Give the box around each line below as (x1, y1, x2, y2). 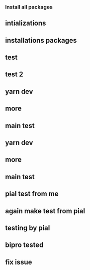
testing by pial (5, 224, 50, 232)
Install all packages (5, 4, 53, 11)
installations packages (5, 36, 77, 45)
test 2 (5, 70, 23, 79)
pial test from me (5, 190, 59, 198)
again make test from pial (5, 207, 86, 215)
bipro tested (5, 241, 44, 249)
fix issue (5, 257, 32, 266)
